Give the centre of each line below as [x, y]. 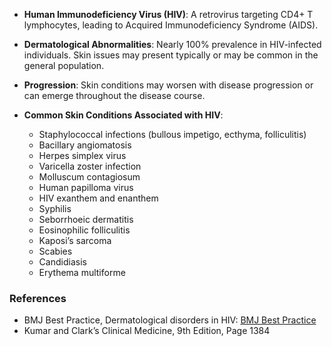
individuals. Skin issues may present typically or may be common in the [171, 55]
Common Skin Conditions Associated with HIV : [123, 115]
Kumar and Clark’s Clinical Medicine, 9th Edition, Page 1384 [147, 331]
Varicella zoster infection [90, 166]
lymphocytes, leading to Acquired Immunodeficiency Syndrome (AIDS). [171, 25]
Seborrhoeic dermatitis [86, 219]
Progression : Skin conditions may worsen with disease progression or [168, 85]
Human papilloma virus [86, 187]
